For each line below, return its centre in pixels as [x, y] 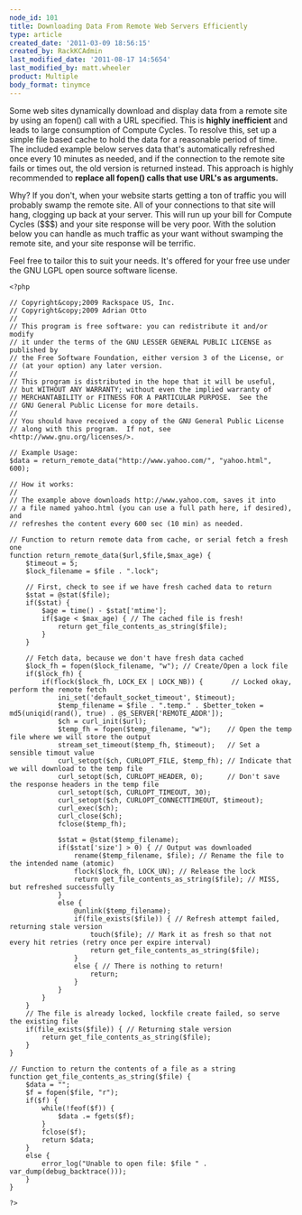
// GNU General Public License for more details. [105, 405]
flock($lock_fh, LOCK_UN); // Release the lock [165, 871]
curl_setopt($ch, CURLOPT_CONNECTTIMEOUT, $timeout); [160, 800]
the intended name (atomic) [62, 863]
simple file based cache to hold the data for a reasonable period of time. [143, 139]
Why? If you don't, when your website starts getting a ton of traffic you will [148, 195]
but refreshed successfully [62, 887]
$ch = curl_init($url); [102, 721]
